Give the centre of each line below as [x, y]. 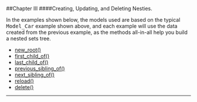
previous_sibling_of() [40, 69]
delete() [24, 87]
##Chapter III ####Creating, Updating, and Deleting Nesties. [79, 8]
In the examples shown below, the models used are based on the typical [93, 20]
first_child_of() [32, 56]
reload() [24, 81]
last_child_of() [31, 62]
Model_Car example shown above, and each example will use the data [92, 26]
